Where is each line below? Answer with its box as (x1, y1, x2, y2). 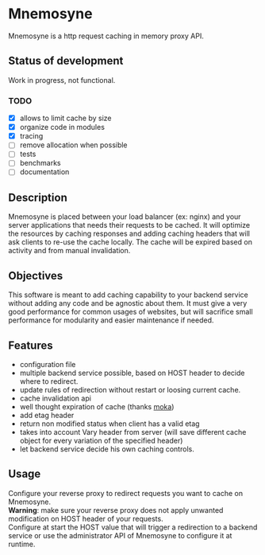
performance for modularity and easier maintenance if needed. (8, 315, 214, 325)
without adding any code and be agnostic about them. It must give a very (8, 299, 248, 308)
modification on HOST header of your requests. (8, 514, 164, 523)
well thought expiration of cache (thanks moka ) (19, 401, 175, 411)
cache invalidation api (19, 393, 91, 403)
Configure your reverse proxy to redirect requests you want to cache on (8, 488, 244, 498)
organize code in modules (19, 123, 106, 132)
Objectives (8, 268, 63, 283)
